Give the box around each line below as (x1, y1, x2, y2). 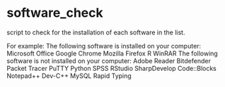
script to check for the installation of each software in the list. (6, 28, 185, 36)
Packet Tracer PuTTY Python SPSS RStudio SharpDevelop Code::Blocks (6, 64, 217, 72)
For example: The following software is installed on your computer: (6, 41, 202, 50)
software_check (6, 5, 103, 21)
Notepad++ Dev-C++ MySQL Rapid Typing (6, 72, 132, 80)
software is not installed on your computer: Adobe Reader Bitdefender (6, 56, 212, 65)
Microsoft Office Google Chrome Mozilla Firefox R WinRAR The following (6, 49, 219, 58)
